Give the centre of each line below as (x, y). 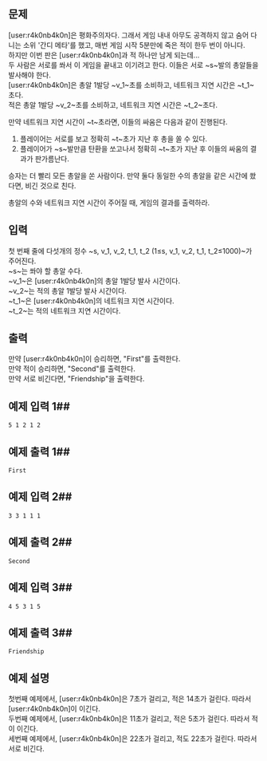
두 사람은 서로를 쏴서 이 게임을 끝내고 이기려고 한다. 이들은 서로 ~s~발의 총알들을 (133, 65)
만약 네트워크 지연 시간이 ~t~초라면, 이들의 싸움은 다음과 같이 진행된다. (118, 121)
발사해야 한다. (30, 75)
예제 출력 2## (40, 542)
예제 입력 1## (39, 406)
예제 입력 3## (41, 588)
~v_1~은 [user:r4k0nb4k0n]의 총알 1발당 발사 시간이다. (94, 281)
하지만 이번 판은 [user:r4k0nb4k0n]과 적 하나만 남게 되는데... (104, 55)
